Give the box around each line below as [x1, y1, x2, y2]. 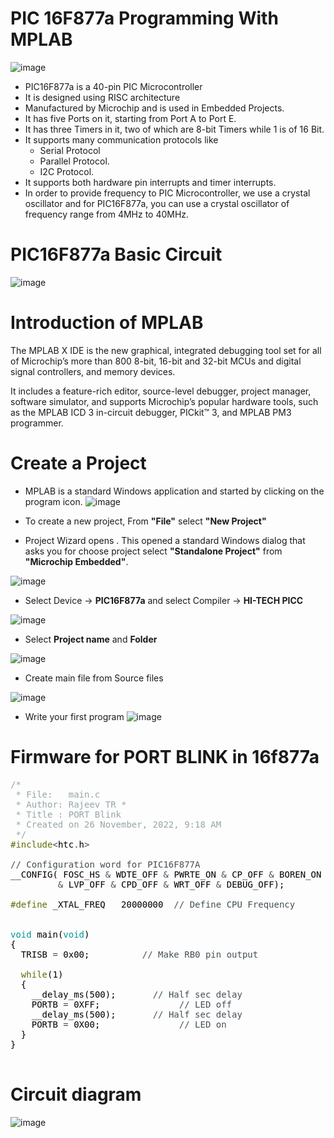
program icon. [24, 495, 83, 507]
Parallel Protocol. [39, 155, 110, 167]
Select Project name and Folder [24, 633, 158, 645]
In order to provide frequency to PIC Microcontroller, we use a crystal [24, 187, 311, 199]
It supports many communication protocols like [24, 133, 219, 146]
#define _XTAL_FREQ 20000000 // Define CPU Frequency [10, 898, 296, 910]
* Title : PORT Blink [15, 808, 122, 820]
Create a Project [10, 452, 147, 474]
